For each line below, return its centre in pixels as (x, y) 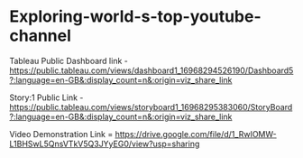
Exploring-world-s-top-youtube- (135, 17)
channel (41, 36)
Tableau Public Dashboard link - (69, 60)
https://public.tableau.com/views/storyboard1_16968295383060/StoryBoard (151, 107)
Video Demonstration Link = (61, 134)
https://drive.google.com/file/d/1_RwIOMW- (196, 134)
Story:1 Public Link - (46, 98)
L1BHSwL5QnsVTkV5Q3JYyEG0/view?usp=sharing (105, 144)
